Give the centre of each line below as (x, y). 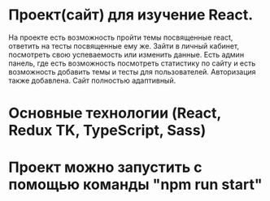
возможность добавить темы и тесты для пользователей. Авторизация (132, 71)
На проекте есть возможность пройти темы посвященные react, (121, 37)
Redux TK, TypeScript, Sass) (107, 130)
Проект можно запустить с (105, 167)
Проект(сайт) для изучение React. (131, 15)
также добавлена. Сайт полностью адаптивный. (92, 80)
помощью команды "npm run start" (135, 185)
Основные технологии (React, (115, 113)
